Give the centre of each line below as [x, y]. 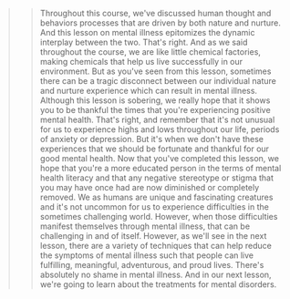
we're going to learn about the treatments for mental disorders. [158, 284]
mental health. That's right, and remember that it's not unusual [157, 119]
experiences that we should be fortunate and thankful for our [155, 149]
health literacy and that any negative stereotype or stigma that [157, 178]
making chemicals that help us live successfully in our [141, 62]
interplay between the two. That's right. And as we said [144, 42]
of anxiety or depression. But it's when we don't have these [152, 139]
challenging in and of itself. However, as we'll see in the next [153, 236]
